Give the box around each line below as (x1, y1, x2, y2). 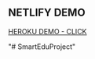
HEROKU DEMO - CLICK (8, 26, 88, 36)
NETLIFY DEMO (8, 6, 86, 19)
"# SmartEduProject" (8, 42, 76, 51)
